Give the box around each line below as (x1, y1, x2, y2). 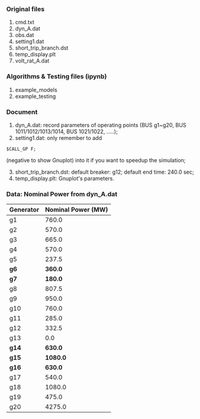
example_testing (15, 93, 56, 100)
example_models (15, 86, 57, 93)
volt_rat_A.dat (15, 57, 50, 65)
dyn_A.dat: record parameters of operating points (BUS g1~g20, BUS (15, 121, 187, 128)
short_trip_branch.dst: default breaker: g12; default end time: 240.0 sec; (15, 168, 195, 176)
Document (6, 108, 38, 116)
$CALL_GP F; (6, 146, 36, 152)
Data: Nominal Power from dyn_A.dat (6, 190, 118, 198)
